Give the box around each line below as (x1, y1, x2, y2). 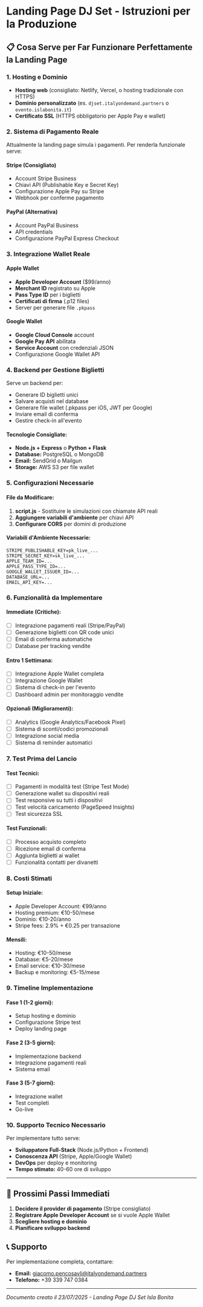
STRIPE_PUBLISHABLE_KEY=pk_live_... (6, 547, 98, 553)
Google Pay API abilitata (14, 338, 76, 345)
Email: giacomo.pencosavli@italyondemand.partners (14, 1269, 147, 1277)
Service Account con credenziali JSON (14, 344, 114, 351)
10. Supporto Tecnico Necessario (6, 1120, 106, 1129)
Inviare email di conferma (14, 410, 79, 418)
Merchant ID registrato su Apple (14, 284, 95, 292)
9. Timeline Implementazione (6, 984, 94, 992)
